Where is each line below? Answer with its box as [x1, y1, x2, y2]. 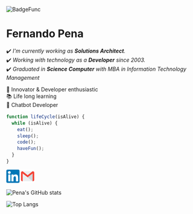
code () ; [17, 139, 36, 145]
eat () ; [17, 126, 34, 132]
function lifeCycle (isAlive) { [6, 114, 85, 120]
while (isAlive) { [11, 120, 59, 126]
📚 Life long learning [6, 92, 57, 100]
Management [6, 74, 40, 81]
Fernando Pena [6, 27, 84, 41]
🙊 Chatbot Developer [6, 101, 59, 108]
